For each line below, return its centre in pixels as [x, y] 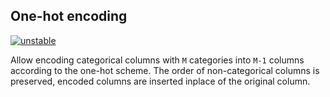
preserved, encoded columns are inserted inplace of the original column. [160, 81]
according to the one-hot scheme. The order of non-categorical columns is [165, 70]
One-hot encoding [69, 16]
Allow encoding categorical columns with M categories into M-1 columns [157, 60]
